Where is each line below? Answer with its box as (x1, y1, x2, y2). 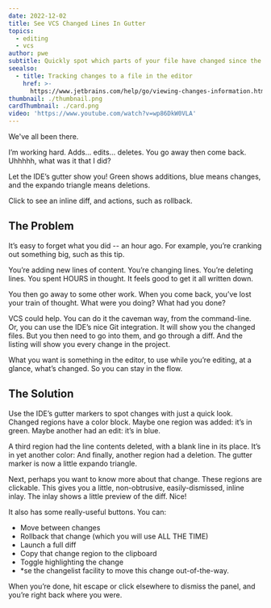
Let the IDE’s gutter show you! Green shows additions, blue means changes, (8, 171, 261, 181)
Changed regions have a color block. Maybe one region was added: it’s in (8, 417, 252, 427)
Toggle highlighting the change (19, 557, 123, 567)
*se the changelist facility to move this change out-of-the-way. (19, 565, 230, 575)
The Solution (8, 387, 74, 401)
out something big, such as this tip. (8, 249, 125, 259)
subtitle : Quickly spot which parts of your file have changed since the (8, 57, 262, 65)
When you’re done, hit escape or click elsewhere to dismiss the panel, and (8, 581, 256, 591)
